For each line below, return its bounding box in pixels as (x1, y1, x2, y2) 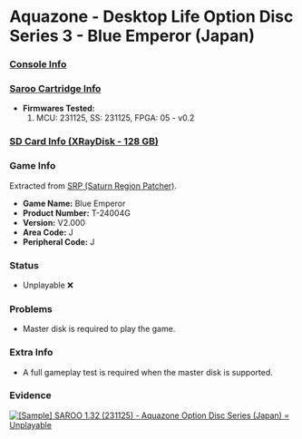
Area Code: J (22, 227, 74, 238)
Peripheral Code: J (22, 236, 95, 247)
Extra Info (9, 346, 54, 359)
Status (9, 259, 39, 271)
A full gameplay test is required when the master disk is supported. (22, 366, 274, 377)
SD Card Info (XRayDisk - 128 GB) (9, 135, 159, 148)
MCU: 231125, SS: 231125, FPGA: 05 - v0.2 (35, 112, 195, 123)
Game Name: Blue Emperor (22, 198, 126, 209)
